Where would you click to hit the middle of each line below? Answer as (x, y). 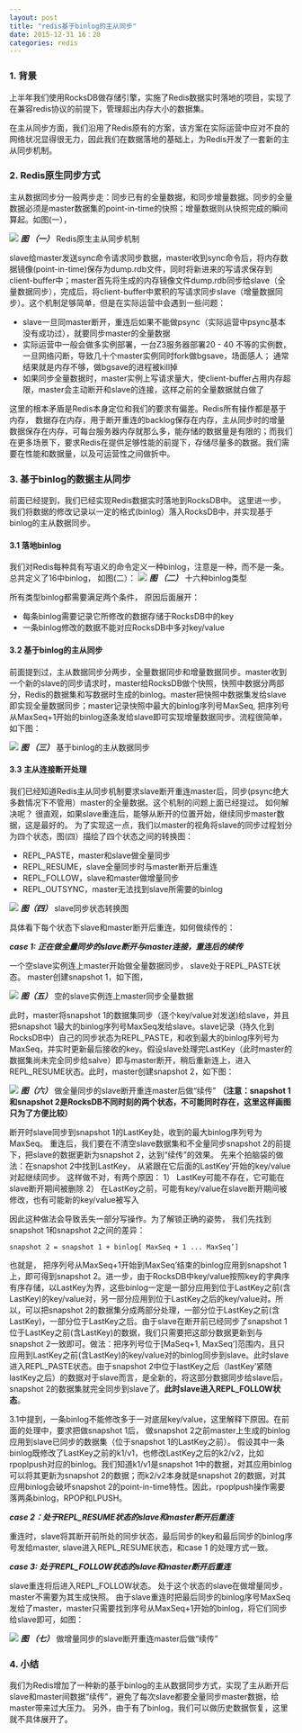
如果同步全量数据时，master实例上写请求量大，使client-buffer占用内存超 (156, 378)
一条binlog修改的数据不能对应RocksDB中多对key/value (123, 627)
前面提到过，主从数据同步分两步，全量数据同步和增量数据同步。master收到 (148, 672)
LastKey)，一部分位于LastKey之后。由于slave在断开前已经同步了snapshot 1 (148, 1321)
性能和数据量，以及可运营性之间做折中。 (100, 453)
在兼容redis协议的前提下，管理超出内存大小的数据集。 (109, 108)
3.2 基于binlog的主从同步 (56, 650)
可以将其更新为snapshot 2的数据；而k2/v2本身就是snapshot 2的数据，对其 (148, 1475)
